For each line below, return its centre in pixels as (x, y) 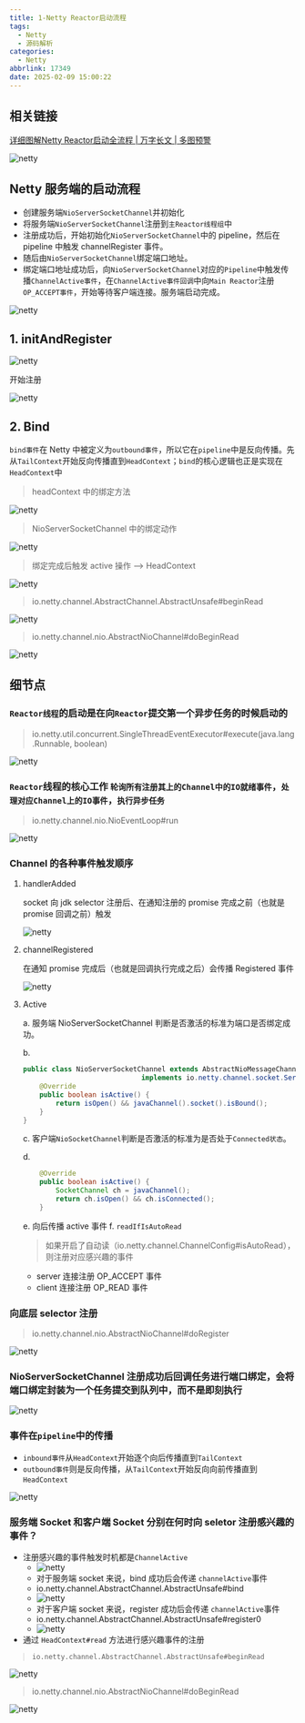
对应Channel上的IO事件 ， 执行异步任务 (91, 800)
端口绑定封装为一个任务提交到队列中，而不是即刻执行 (126, 1390)
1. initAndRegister (61, 339)
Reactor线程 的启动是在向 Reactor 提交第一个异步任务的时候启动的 (149, 714)
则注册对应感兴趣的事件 (89, 1256)
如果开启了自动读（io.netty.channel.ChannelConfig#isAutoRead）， (170, 1245)
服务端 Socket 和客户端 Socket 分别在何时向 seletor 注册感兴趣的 (152, 1522)
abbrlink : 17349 (40, 69)
